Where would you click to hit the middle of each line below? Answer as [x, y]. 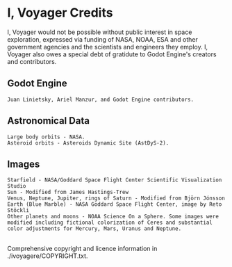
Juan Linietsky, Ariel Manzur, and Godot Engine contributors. [101, 99]
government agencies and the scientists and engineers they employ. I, [108, 47]
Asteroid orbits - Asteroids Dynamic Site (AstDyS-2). [88, 143]
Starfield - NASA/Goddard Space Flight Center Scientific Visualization [115, 180]
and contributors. [32, 61]
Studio [17, 186]
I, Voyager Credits [60, 13]
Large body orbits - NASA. [46, 137]
